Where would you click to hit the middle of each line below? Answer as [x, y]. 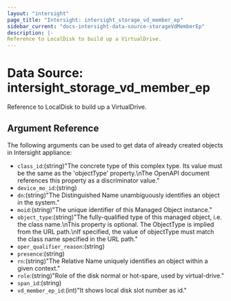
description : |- [30, 33]
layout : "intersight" [38, 13]
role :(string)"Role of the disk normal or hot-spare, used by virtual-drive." [121, 276]
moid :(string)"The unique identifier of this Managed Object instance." [114, 209]
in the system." [38, 202]
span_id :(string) [39, 282]
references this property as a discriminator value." [88, 180]
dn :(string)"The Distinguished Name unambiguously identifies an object [118, 195]
